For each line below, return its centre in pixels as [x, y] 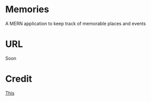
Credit [19, 79]
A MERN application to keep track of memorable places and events [76, 23]
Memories [27, 9]
